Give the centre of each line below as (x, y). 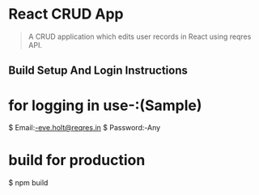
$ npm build (28, 183)
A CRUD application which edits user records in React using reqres (140, 36)
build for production (77, 161)
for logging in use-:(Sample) (105, 105)
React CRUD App (66, 14)
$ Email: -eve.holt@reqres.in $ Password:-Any (85, 128)
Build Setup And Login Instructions (98, 71)
